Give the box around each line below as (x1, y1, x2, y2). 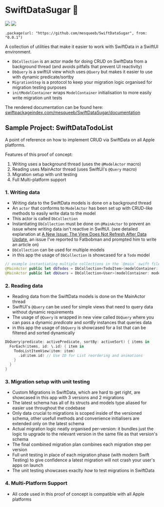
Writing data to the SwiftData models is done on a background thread (12, 200, 152, 206)
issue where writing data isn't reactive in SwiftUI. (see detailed (12, 226, 138, 232)
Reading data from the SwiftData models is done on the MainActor (12, 293, 145, 299)
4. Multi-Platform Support (5, 480, 67, 487)
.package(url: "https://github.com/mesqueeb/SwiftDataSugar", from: (5, 30, 147, 36)
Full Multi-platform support (12, 177, 66, 182)
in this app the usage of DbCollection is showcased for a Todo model (12, 252, 150, 258)
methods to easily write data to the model (12, 210, 96, 216)
